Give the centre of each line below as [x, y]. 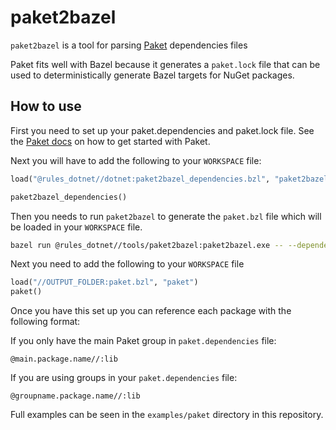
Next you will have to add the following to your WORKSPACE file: [136, 160]
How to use [46, 106]
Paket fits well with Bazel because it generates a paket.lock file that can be [165, 64]
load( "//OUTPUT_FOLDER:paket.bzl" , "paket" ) [104, 282]
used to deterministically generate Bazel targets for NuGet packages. [152, 75]
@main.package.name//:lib [64, 359]
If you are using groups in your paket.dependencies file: [124, 378]
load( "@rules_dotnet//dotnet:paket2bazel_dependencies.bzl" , [140, 179]
